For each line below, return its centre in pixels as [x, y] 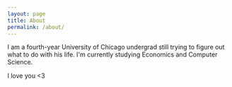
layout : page [27, 14]
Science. [20, 62]
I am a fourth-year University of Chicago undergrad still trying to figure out [116, 47]
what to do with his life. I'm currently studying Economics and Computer [112, 54]
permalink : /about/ [36, 27]
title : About [27, 21]
